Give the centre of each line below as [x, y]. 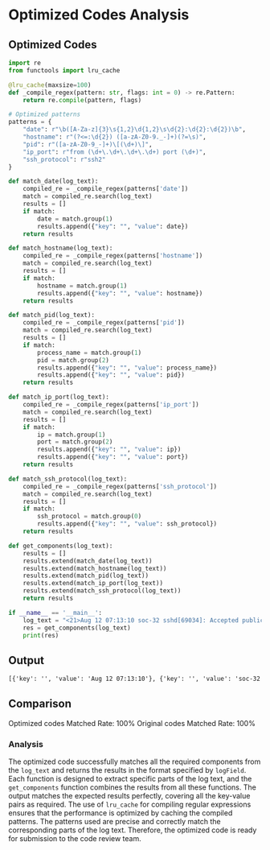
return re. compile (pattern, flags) [82, 100]
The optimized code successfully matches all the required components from [135, 761]
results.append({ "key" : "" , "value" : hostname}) [120, 293]
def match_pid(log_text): [51, 316]
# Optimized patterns [45, 114]
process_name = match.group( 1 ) [90, 353]
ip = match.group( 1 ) [72, 435]
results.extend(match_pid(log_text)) [86, 576]
